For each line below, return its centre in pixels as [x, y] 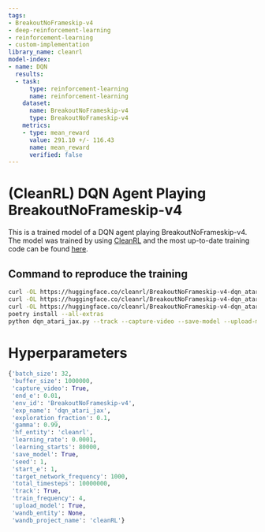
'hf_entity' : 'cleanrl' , [52, 433]
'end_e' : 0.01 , [36, 396]
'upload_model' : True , [49, 506]
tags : [17, 15]
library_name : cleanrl [45, 52]
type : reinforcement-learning [78, 89]
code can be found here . [48, 249]
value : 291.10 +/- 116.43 [71, 140]
